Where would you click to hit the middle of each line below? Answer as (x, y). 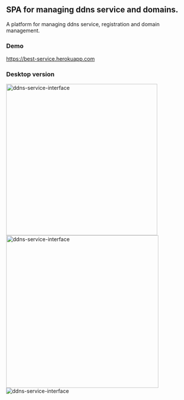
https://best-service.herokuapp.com (50, 59)
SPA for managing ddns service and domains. (92, 10)
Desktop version (30, 74)
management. (23, 30)
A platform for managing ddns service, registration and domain (83, 24)
